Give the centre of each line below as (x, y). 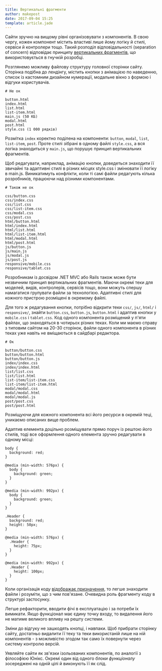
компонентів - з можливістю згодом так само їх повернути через (73, 639)
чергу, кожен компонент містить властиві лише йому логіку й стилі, (76, 42)
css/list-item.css (24, 209)
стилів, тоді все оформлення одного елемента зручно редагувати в (75, 434)
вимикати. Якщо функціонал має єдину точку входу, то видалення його (79, 614)
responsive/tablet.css (28, 268)
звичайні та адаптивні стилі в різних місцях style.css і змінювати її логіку (81, 168)
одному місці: (19, 440)
